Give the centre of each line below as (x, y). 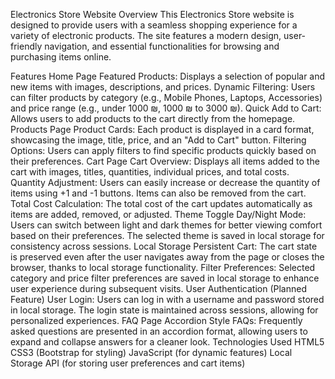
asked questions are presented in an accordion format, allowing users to (159, 331)
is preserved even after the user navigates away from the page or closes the (167, 257)
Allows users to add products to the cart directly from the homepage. (153, 118)
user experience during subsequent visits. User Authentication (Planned (158, 288)
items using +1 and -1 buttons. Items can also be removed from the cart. (158, 193)
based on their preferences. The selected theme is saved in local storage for (167, 235)
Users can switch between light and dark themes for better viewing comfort (166, 225)
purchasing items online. (61, 57)
